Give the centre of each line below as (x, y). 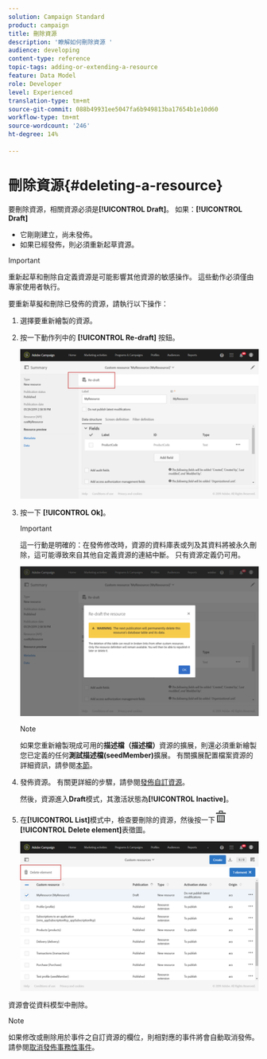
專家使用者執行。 (36, 286)
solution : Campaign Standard (56, 17)
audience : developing (44, 51)
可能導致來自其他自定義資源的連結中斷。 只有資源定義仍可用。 (143, 555)
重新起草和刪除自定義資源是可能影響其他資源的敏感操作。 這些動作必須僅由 (131, 276)
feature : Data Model (43, 76)
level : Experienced (41, 92)
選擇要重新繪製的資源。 (58, 320)
